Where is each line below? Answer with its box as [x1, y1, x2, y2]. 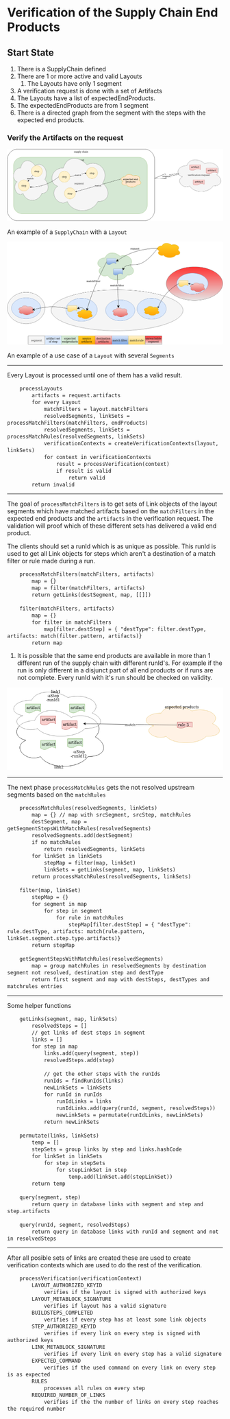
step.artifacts [7, 1208, 51, 1215]
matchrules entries [7, 983, 63, 990]
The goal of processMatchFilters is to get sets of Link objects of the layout [7, 500, 218, 508]
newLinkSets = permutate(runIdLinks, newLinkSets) [55, 1112, 204, 1119]
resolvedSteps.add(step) [43, 1057, 115, 1064]
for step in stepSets [43, 1160, 106, 1167]
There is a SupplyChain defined [16, 65, 106, 73]
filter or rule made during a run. [7, 556, 96, 565]
